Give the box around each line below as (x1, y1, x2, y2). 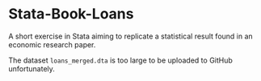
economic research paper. (8, 39, 96, 49)
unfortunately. (8, 63, 55, 73)
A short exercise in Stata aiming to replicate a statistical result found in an (8, 31, 253, 41)
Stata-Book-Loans (8, 5, 134, 23)
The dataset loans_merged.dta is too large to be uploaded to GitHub (8, 55, 233, 65)
